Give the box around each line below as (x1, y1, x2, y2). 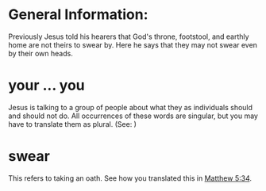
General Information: (8, 6, 148, 24)
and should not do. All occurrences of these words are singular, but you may (8, 111, 258, 120)
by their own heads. (8, 48, 73, 58)
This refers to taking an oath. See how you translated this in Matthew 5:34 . (8, 173, 253, 183)
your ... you (8, 77, 85, 94)
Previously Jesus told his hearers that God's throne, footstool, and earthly (8, 32, 249, 41)
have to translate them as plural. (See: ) (8, 119, 137, 128)
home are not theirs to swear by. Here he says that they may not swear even (8, 40, 258, 49)
